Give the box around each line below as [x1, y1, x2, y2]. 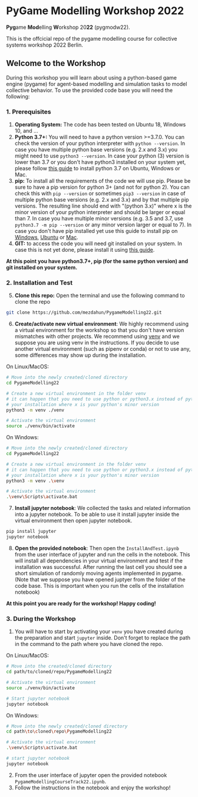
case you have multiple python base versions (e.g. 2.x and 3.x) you [14, 146, 178, 153]
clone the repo [14, 298, 51, 305]
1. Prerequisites [6, 107, 51, 116]
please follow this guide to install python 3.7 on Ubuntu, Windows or [14, 165, 180, 172]
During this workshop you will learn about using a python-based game [6, 74, 177, 81]
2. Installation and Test [6, 278, 72, 286]
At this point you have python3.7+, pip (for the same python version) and [6, 258, 189, 265]
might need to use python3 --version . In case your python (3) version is [14, 152, 190, 160]
